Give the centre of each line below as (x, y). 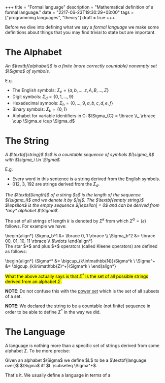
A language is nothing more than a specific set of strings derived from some (82, 345)
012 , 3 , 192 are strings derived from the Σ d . (56, 185)
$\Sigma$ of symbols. (28, 71)
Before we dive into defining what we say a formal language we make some (82, 27)
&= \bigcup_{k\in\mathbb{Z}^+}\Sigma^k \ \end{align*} (61, 266)
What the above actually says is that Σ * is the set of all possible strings (77, 276)
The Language (35, 332)
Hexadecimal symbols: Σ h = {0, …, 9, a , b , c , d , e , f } (63, 104)
